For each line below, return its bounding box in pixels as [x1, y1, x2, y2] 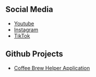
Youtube [13, 20, 34, 27]
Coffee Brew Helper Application [13, 64, 90, 71]
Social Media [5, 5, 54, 14]
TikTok [13, 32, 30, 39]
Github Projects [5, 49, 63, 59]
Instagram [13, 26, 38, 33]
